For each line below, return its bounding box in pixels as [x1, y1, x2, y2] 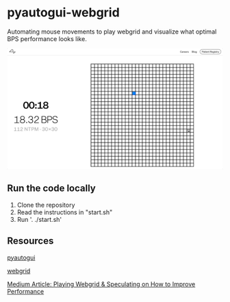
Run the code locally [7, 183, 96, 194]
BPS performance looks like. [7, 34, 87, 42]
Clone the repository [16, 201, 75, 209]
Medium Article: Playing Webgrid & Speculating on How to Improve [7, 279, 196, 288]
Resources [7, 235, 54, 247]
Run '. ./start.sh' [16, 215, 62, 223]
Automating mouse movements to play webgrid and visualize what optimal [7, 27, 217, 36]
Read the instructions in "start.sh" [16, 207, 113, 216]
